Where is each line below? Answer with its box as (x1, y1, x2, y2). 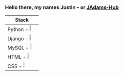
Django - (7, 35, 28, 42)
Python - (7, 26, 28, 33)
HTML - (7, 53, 26, 60)
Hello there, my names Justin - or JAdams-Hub (5, 4, 119, 11)
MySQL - (7, 45, 29, 51)
